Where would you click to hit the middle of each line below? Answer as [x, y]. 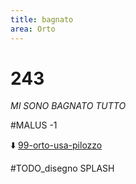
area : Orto [33, 29]
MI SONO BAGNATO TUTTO [68, 106]
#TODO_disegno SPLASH [62, 168]
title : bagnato [42, 19]
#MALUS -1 [34, 125]
